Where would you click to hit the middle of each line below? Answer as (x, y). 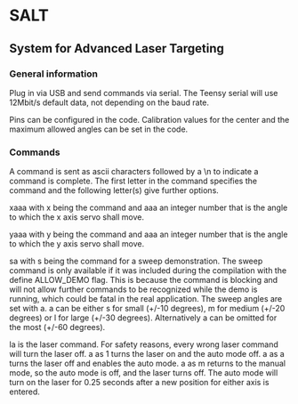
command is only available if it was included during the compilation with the (148, 271)
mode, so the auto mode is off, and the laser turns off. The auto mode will (144, 373)
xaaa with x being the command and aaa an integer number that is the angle (149, 208)
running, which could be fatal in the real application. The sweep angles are (146, 299)
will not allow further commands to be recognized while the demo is (133, 289)
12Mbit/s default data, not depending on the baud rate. (109, 102)
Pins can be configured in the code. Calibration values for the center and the (149, 119)
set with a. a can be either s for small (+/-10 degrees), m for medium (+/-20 (147, 309)
